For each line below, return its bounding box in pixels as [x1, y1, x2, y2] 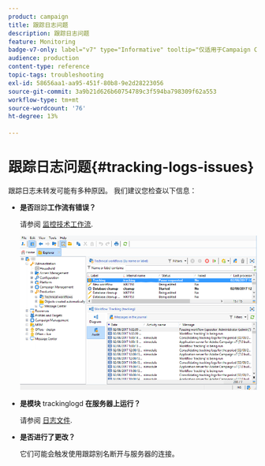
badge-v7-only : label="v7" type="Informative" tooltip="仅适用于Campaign [8, 46, 251, 54]
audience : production [8, 54, 80, 62]
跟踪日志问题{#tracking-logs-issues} [8, 158, 255, 177]
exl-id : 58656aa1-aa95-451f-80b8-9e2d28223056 [8, 79, 164, 87]
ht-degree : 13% [8, 113, 58, 121]
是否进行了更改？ [19, 432, 76, 442]
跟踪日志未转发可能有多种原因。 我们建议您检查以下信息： [8, 185, 197, 195]
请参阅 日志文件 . [19, 416, 73, 425]
